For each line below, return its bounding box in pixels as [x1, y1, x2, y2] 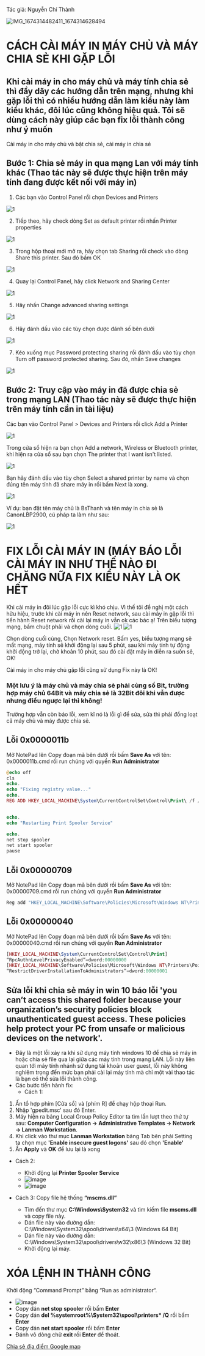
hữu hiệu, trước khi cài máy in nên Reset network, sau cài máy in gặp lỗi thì [6, 609, 194, 617]
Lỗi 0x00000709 [6, 865, 72, 875]
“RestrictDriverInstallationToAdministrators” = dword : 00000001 [6, 968, 168, 974]
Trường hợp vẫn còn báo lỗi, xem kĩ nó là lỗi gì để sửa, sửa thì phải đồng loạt [6, 710, 198, 718]
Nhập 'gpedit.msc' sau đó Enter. [15, 1106, 96, 1114]
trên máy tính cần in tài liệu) [6, 404, 114, 414]
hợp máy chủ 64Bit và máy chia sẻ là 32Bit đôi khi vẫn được [6, 689, 185, 698]
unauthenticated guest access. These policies [6, 1013, 186, 1024]
